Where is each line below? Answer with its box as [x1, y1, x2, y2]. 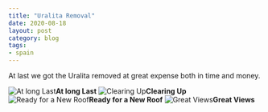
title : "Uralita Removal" [8, 11, 95, 20]
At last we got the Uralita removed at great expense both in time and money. [8, 71, 261, 80]
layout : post [8, 26, 52, 34]
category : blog [8, 34, 60, 42]
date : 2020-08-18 [8, 19, 67, 27]
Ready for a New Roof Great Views [89, 95, 255, 104]
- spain [8, 49, 35, 57]
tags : [8, 42, 27, 50]
